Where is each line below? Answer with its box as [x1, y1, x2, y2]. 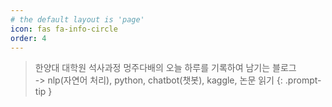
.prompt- [284, 74, 322, 86]
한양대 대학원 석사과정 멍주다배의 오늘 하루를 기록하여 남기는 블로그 [34, 62, 297, 74]
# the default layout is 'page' [10, 14, 145, 25]
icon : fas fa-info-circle [10, 24, 118, 34]
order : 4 [10, 33, 47, 43]
